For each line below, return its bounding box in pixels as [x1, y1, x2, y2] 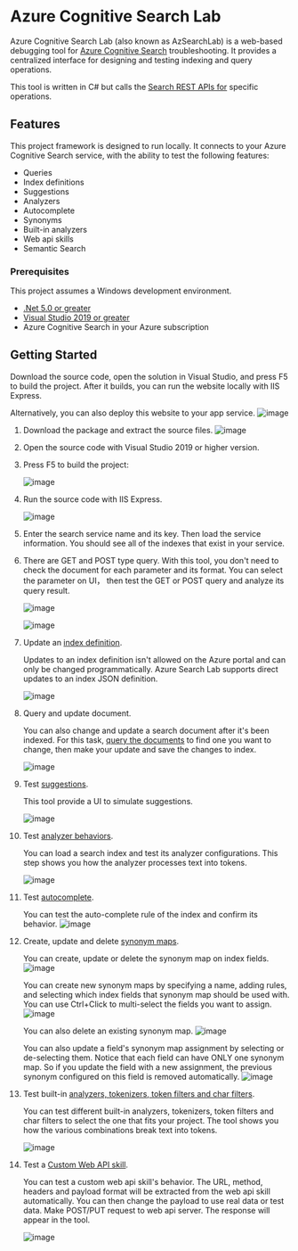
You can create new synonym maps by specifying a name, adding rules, [22, 979, 287, 991]
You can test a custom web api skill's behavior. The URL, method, [22, 1176, 263, 1187]
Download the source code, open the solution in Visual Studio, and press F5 [10, 371, 288, 382]
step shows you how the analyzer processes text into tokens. [22, 857, 247, 868]
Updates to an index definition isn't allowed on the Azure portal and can [22, 654, 286, 665]
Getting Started [10, 348, 98, 363]
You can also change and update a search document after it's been [22, 725, 270, 736]
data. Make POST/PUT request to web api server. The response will [22, 1205, 270, 1215]
